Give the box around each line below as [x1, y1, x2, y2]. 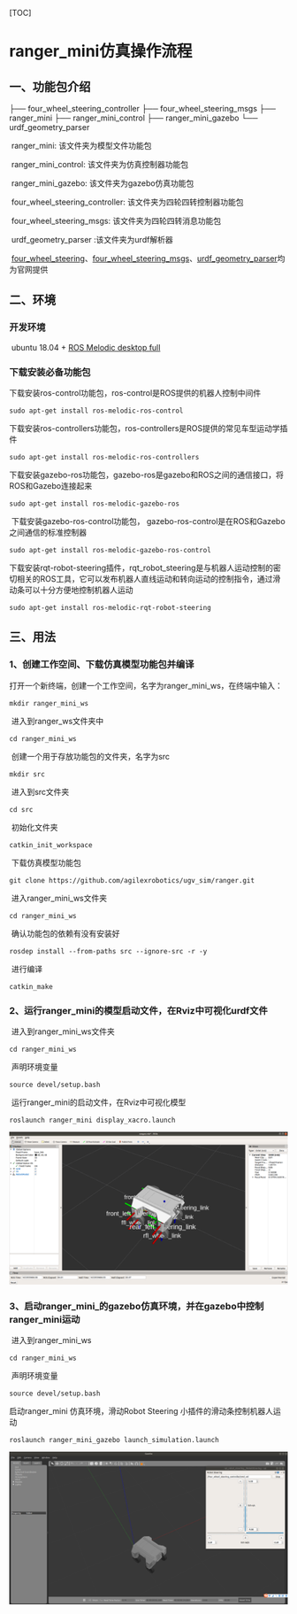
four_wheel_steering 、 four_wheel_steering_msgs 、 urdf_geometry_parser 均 [11, 253, 286, 264]
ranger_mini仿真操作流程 [9, 42, 193, 61]
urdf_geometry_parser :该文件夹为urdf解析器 [11, 235, 174, 244]
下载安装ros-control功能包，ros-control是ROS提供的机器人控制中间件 [9, 387, 262, 398]
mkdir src [9, 769, 46, 778]
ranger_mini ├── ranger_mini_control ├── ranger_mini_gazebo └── [9, 112, 258, 123]
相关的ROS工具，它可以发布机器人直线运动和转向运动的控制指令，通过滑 [16, 573, 281, 583]
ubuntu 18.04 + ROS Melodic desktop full [11, 342, 161, 352]
